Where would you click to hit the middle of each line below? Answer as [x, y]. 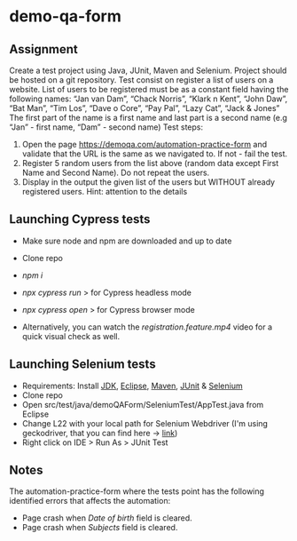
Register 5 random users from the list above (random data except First [150, 163]
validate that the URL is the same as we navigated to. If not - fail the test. [155, 154]
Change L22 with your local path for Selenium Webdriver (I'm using [145, 423]
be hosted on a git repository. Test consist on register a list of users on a [141, 80]
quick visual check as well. [71, 336]
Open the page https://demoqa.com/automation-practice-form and [145, 144]
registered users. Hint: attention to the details [105, 191]
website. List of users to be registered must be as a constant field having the [149, 89]
